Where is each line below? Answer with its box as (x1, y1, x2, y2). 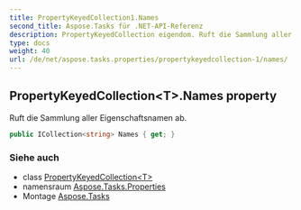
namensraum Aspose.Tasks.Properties (22, 181, 167, 192)
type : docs (9, 38, 50, 48)
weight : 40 (9, 47, 50, 56)
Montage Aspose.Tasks (22, 190, 110, 201)
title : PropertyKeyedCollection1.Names (9, 13, 160, 23)
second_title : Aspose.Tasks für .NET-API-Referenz (9, 22, 204, 31)
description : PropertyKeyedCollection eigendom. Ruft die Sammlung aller (9, 30, 293, 39)
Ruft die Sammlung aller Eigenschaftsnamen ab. (9, 112, 187, 123)
